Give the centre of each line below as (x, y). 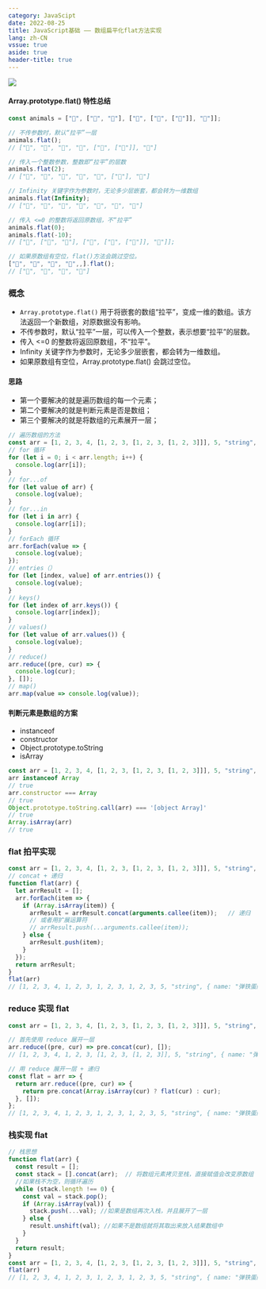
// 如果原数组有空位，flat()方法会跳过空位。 (74, 257)
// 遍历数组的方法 (34, 435)
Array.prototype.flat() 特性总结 (59, 101)
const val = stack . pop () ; (65, 1196)
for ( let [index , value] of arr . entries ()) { (84, 576)
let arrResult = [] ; (49, 890)
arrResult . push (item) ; (66, 943)
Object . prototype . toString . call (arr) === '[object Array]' (108, 808)
